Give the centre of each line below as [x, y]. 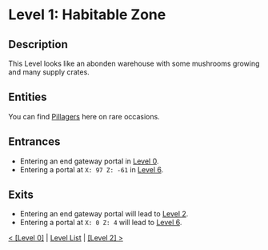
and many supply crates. [49, 72]
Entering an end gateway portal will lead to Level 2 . [104, 214]
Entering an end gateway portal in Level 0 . [89, 161]
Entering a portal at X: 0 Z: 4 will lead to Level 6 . [101, 223]
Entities [28, 97]
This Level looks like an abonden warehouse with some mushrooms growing [134, 63]
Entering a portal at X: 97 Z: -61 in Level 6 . [92, 169]
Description [38, 44]
